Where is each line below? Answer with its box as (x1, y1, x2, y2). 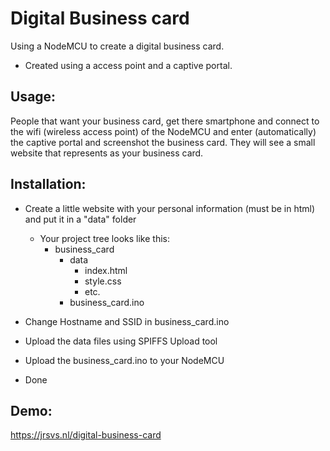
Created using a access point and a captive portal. (24, 59, 233, 71)
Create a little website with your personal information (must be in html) (24, 202, 316, 214)
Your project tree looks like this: (39, 232, 170, 244)
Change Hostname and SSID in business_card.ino (24, 315, 230, 327)
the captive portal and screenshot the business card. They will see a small (10, 136, 316, 148)
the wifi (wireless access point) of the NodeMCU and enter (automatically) (10, 125, 317, 137)
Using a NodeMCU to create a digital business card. (10, 40, 225, 52)
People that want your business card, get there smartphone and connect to (10, 115, 320, 127)
